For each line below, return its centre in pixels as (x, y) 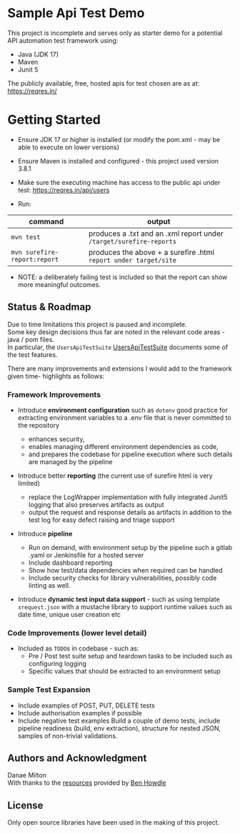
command (46, 221)
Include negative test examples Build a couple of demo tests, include (119, 720)
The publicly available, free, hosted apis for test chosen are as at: (104, 83)
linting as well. (49, 585)
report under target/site (132, 260)
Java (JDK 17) (38, 54)
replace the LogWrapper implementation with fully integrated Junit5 (128, 497)
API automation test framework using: (63, 40)
